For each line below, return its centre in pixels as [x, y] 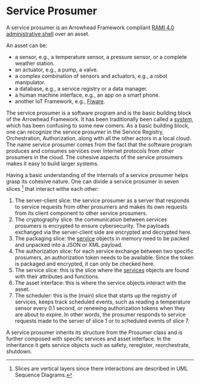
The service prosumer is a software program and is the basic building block [99, 113]
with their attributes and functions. [57, 276]
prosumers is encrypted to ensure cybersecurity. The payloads [92, 225]
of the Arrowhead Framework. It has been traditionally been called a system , [100, 119]
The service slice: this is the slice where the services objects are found [102, 270]
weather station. [35, 63]
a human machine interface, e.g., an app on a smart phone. [87, 95]
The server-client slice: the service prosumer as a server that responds [102, 200]
